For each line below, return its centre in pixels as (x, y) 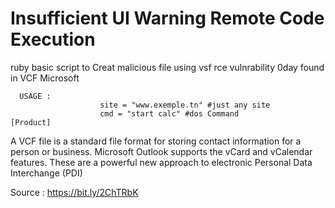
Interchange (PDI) (46, 173)
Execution (53, 39)
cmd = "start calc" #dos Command (169, 113)
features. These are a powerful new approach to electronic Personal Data (161, 162)
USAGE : (35, 96)
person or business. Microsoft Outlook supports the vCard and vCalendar (161, 151)
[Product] (31, 122)
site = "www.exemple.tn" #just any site (185, 105)
